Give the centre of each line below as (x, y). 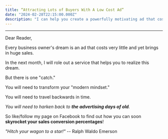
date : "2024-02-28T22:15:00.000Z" (41, 14)
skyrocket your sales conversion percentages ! (54, 122)
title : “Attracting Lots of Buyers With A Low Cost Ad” (64, 10)
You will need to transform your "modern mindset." (57, 87)
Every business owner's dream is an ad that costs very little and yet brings (82, 47)
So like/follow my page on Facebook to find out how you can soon (73, 116)
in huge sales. (19, 53)
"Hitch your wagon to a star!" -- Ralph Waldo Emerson (61, 131)
